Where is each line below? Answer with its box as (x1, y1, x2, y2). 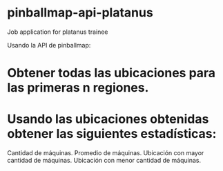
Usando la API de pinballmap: (7, 41, 91, 49)
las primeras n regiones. (7, 80, 149, 96)
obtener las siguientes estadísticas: (7, 126, 217, 142)
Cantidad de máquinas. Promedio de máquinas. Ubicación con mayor (7, 149, 204, 157)
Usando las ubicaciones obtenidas (7, 112, 209, 127)
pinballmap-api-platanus (7, 5, 153, 21)
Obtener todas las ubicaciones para (7, 66, 216, 81)
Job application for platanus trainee (7, 28, 108, 36)
